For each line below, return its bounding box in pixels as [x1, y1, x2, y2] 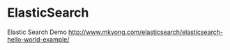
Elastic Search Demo [7, 28, 68, 36]
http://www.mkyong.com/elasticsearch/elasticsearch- [68, 28, 224, 36]
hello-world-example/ [7, 35, 70, 43]
